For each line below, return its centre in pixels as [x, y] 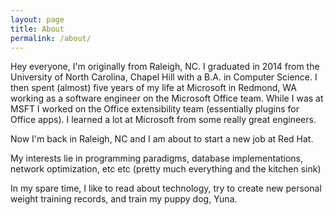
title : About [37, 29]
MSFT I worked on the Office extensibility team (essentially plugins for [155, 109]
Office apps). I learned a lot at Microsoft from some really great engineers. [163, 120]
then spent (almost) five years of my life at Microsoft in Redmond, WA [153, 88]
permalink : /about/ [51, 38]
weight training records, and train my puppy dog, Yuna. [124, 199]
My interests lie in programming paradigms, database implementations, [156, 158]
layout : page [37, 19]
